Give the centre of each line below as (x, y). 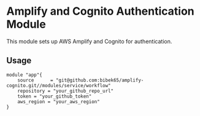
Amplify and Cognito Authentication (100, 11)
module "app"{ (25, 75)
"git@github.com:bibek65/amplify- (100, 80)
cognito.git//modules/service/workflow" (59, 85)
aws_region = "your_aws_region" (59, 102)
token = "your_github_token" (55, 96)
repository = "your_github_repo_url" (66, 91)
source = (35, 80)
